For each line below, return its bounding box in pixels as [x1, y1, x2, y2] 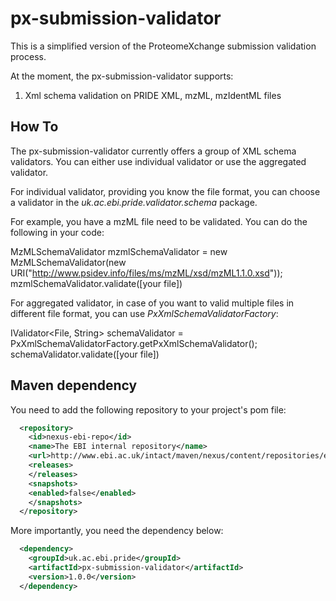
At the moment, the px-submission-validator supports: [10, 70, 234, 82]
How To [10, 118, 59, 136]
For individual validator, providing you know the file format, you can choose [10, 185, 321, 197]
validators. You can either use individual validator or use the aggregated [10, 155, 307, 167]
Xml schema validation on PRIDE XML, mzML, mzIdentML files [24, 89, 282, 101]
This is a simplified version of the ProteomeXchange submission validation [10, 40, 317, 52]
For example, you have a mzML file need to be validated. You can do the [10, 215, 308, 227]
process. [10, 50, 47, 62]
